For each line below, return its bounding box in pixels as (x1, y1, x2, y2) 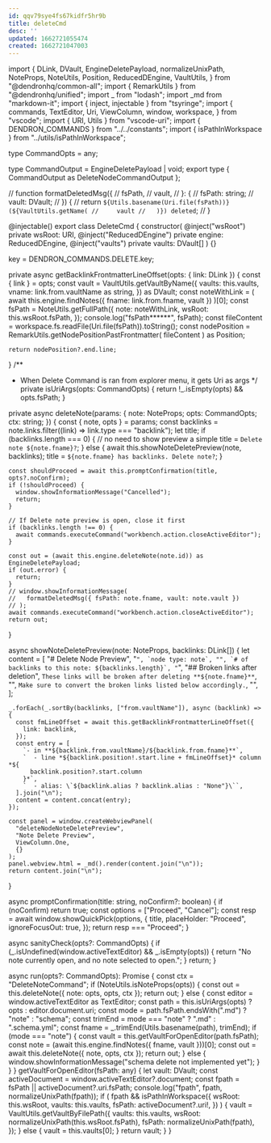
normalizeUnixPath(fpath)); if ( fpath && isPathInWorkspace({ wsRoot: (8, 1091, 240, 1101)
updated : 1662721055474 (8, 34, 89, 43)
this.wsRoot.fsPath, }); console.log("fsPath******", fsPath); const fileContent (8, 313, 263, 323)
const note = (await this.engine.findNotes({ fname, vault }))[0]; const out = (8, 1040, 256, 1050)
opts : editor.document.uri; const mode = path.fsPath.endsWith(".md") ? (8, 1005, 248, 1015)
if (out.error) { (8, 566, 67, 574)
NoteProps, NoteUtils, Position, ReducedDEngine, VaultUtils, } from (8, 73, 231, 83)
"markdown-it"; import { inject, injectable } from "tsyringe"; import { (8, 99, 233, 108)
